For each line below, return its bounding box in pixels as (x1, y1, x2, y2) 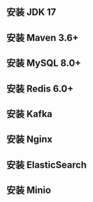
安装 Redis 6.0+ (6, 83, 74, 94)
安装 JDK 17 (6, 6, 56, 18)
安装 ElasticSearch (6, 159, 87, 171)
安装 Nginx (6, 134, 53, 145)
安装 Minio (6, 184, 51, 197)
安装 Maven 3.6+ (6, 31, 79, 43)
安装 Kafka (6, 108, 53, 120)
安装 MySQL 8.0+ (6, 58, 81, 69)
